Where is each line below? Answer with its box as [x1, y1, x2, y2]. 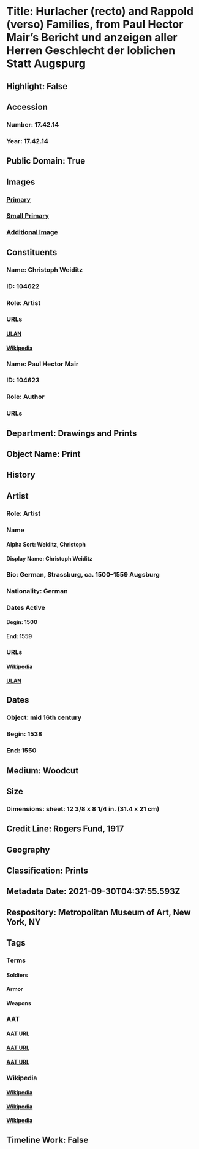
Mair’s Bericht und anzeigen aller [6, 31, 178, 44]
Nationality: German [6, 586, 68, 595]
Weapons [6, 999, 32, 1006]
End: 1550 [6, 746, 37, 755]
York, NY [6, 917, 41, 927]
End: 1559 [6, 632, 32, 640]
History [6, 470, 36, 480]
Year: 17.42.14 [6, 136, 49, 145]
